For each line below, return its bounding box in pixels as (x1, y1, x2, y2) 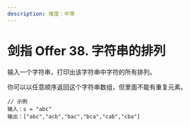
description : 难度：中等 (7, 10, 76, 18)
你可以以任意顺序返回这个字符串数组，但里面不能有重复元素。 (7, 83, 187, 91)
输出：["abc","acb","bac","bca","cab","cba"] (7, 113, 141, 120)
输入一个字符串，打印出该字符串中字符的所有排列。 (7, 68, 156, 76)
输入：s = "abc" (7, 105, 52, 113)
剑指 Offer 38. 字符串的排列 (7, 43, 166, 59)
